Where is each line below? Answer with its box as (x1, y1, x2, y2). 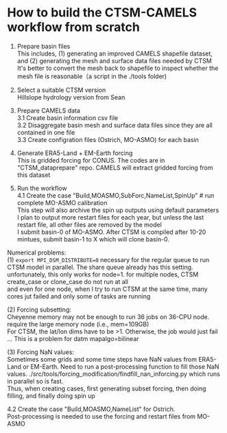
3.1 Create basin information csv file (16, 113, 119, 121)
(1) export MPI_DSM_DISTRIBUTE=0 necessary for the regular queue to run (7, 255, 210, 264)
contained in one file (16, 128, 75, 137)
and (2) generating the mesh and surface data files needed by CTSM (16, 56, 213, 65)
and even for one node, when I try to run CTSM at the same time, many (7, 285, 208, 293)
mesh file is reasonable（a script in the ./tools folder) (16, 72, 167, 80)
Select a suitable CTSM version (16, 86, 106, 94)
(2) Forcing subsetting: (7, 305, 72, 314)
